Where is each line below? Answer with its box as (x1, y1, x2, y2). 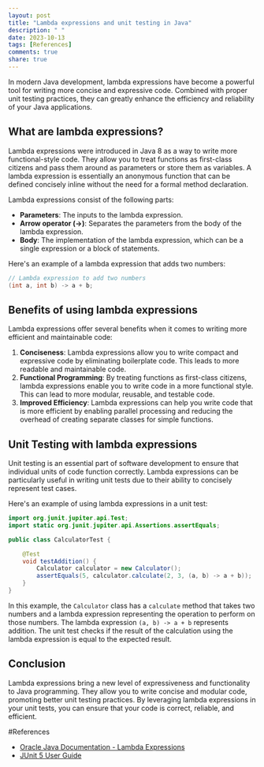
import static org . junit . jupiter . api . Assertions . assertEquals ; (8, 521, 221, 529)
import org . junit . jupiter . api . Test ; (8, 514, 128, 523)
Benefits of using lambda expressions (8, 303, 199, 316)
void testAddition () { (22, 557, 97, 565)
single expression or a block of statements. (19, 244, 160, 253)
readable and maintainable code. (19, 364, 127, 374)
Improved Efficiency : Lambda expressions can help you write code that (19, 398, 254, 408)
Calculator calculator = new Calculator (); (36, 564, 181, 572)
